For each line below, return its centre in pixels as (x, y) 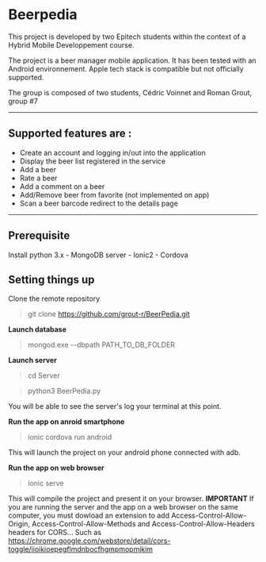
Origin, (19, 524)
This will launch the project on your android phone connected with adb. (125, 452)
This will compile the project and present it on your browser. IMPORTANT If (131, 498)
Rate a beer (38, 178)
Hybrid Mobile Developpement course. (71, 44)
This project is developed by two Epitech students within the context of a (127, 37)
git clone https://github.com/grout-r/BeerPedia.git (108, 314)
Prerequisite (39, 236)
